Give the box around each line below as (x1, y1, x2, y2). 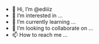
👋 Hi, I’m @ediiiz (11, 6, 53, 12)
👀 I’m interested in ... (11, 12, 63, 19)
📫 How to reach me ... (11, 32, 68, 38)
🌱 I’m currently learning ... (11, 18, 76, 25)
